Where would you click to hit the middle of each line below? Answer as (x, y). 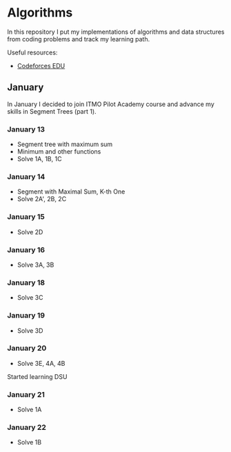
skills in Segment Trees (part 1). (52, 111)
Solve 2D (30, 232)
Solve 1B (29, 442)
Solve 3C (30, 298)
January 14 (26, 176)
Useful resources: (32, 52)
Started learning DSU (37, 376)
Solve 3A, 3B (36, 265)
